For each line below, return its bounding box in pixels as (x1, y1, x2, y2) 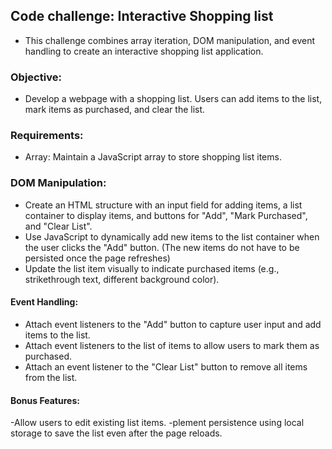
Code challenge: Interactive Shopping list (10, 8, 274, 25)
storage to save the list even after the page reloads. (10, 427, 223, 439)
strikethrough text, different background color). (24, 273, 220, 285)
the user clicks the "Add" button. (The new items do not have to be (24, 241, 300, 253)
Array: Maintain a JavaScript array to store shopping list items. (24, 151, 282, 163)
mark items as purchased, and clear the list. (24, 104, 206, 116)
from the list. (24, 371, 78, 383)
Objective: (10, 70, 62, 84)
